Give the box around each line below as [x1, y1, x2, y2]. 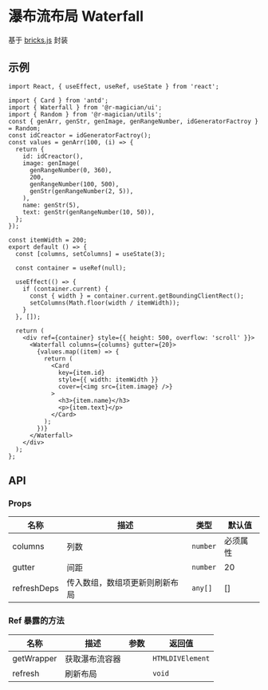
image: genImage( [22, 159, 81, 168]
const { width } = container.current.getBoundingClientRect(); [29, 292, 245, 300]
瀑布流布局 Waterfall [8, 7, 144, 26]
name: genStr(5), [22, 201, 81, 209]
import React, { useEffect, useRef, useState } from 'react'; [8, 82, 219, 90]
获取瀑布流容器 [65, 653, 121, 664]
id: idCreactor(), [22, 152, 84, 160]
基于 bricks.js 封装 [8, 35, 69, 45]
